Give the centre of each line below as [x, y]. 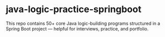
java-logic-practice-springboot [74, 9]
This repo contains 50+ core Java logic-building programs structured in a [83, 23]
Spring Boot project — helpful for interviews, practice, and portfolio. [77, 28]
